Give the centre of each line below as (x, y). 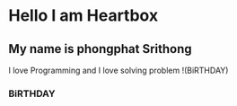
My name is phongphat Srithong (100, 49)
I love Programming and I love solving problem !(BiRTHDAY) (118, 70)
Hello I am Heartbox (83, 16)
